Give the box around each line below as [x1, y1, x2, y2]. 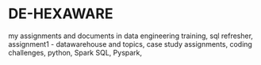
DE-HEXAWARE [8, 5, 113, 23]
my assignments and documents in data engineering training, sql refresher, [8, 31, 254, 40]
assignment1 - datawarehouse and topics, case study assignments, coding [8, 39, 252, 48]
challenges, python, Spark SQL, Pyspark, [8, 48, 143, 57]
